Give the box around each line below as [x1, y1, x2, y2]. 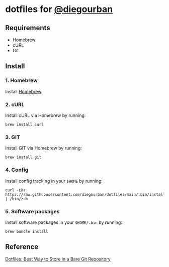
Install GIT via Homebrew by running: [5, 145, 82, 151]
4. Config [5, 167, 29, 174]
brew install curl [5, 122, 44, 127]
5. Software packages [5, 208, 60, 215]
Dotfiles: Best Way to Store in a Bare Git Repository [5, 256, 111, 262]
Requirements [5, 24, 50, 32]
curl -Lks [5, 187, 26, 193]
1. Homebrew [5, 77, 38, 84]
